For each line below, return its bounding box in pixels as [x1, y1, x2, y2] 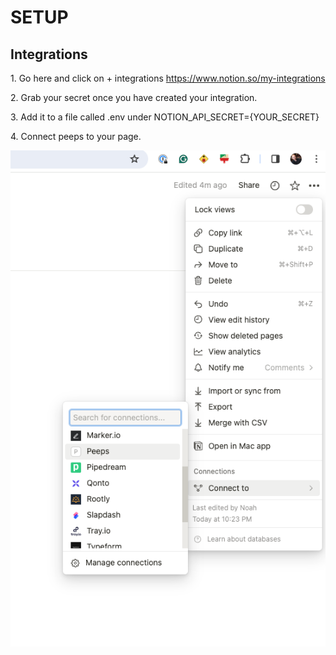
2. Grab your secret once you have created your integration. [10, 92, 258, 103]
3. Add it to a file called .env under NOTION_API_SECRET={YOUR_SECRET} [10, 111, 320, 123]
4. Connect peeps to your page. [10, 131, 142, 142]
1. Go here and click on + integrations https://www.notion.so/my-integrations [10, 72, 326, 84]
